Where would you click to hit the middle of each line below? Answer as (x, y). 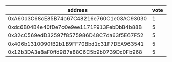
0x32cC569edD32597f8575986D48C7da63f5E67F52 (76, 35)
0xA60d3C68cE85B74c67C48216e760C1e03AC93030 (78, 19)
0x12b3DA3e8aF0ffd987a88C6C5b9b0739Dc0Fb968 (75, 52)
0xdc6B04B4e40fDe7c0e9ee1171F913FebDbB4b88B (75, 27)
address (78, 10)
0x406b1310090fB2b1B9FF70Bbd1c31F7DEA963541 (76, 44)
